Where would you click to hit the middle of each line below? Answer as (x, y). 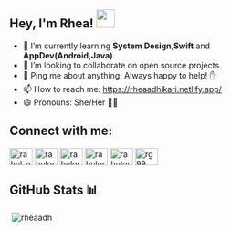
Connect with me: (61, 131)
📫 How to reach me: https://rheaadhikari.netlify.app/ (122, 89)
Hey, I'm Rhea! (52, 24)
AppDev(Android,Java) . (69, 55)
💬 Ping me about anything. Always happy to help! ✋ (119, 75)
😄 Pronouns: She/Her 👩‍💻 (70, 102)
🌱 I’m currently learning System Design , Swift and (116, 46)
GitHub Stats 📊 (54, 190)
